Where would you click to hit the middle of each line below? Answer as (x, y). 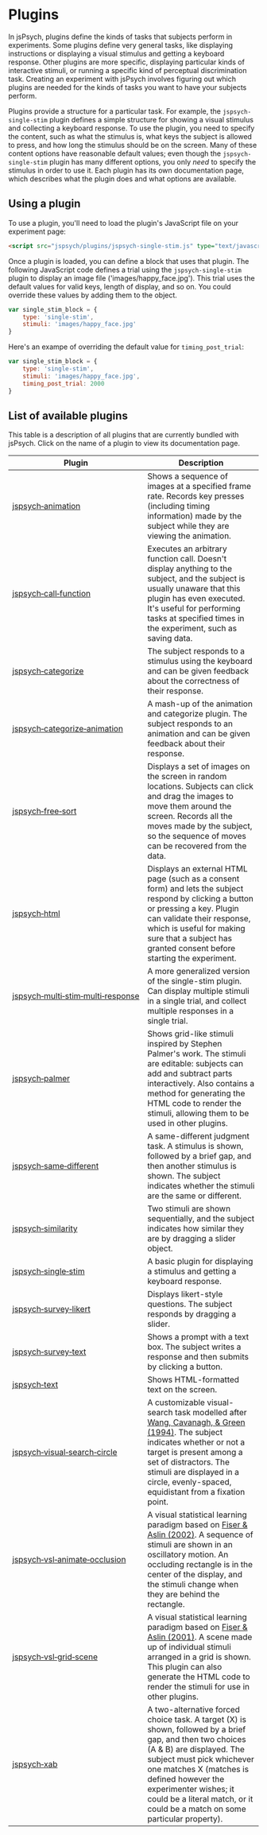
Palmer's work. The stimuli (196, 1053)
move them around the (189, 806)
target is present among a (195, 1453)
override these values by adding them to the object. (93, 295)
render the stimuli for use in (198, 1687)
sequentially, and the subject (201, 1219)
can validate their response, (199, 918)
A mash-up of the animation (199, 704)
